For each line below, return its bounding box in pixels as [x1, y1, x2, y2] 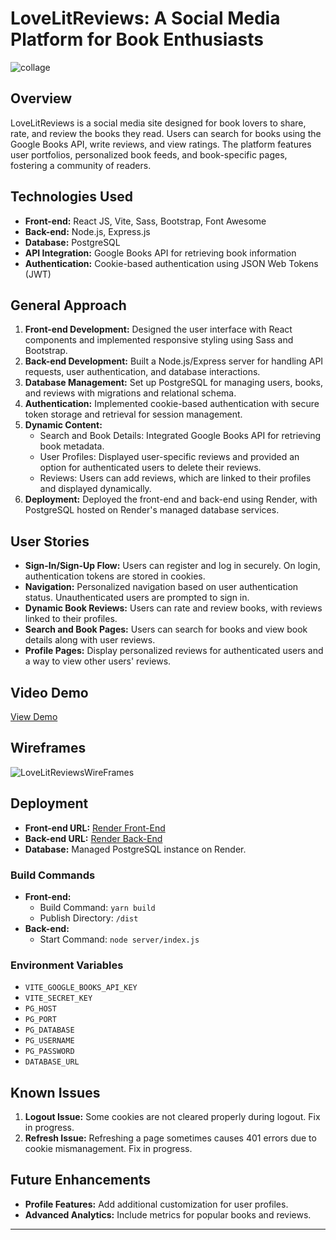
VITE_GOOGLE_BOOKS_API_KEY [24, 983, 138, 993]
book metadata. [39, 440, 105, 452]
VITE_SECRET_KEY [24, 993, 93, 1004]
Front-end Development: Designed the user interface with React [24, 323, 293, 336]
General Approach [10, 297, 127, 314]
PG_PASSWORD [24, 1047, 75, 1057]
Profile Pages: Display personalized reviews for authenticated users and [24, 645, 324, 657]
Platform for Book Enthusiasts [10, 28, 264, 51]
